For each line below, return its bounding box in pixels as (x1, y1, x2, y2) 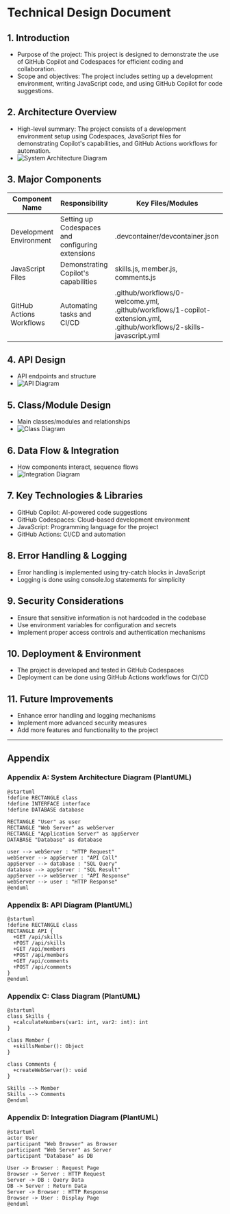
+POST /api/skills (13, 940, 66, 947)
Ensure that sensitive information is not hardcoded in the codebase (16, 614, 207, 622)
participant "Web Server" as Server (7, 1146, 112, 1153)
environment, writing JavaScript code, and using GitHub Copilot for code (16, 80, 223, 87)
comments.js (114, 272, 156, 282)
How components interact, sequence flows (16, 463, 139, 471)
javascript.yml (114, 330, 160, 340)
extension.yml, (114, 313, 162, 323)
